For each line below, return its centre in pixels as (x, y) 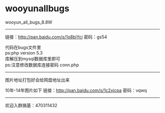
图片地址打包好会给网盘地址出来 (37, 80)
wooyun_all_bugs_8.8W (29, 22)
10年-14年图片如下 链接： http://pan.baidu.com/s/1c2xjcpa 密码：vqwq (76, 90)
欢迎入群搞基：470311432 (31, 105)
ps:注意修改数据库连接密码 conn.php (42, 65)
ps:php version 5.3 (24, 53)
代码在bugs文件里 (23, 47)
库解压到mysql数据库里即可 (33, 58)
